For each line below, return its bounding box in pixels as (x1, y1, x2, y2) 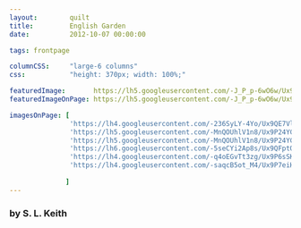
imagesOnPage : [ (9, 111, 70, 120)
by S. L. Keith (9, 207, 67, 219)
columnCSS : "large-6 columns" (9, 62, 139, 72)
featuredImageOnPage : (9, 95, 90, 104)
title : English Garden (9, 21, 126, 30)
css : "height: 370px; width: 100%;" (9, 71, 186, 80)
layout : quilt (9, 13, 90, 22)
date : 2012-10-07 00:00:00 (9, 30, 146, 38)
